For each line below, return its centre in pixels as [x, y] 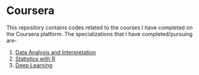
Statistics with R [35, 59]
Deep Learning [34, 65]
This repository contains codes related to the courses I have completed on [100, 27]
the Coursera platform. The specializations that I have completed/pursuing [100, 34]
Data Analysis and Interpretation [55, 52]
